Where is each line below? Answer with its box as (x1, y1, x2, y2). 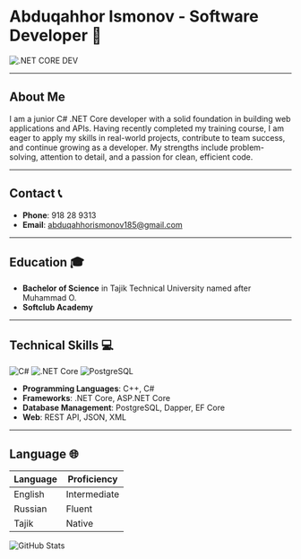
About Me (9, 90, 65, 105)
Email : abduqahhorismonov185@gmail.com (21, 219, 183, 230)
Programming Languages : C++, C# (21, 383, 155, 394)
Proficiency (67, 473, 118, 485)
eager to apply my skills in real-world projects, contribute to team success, (9, 132, 286, 143)
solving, (9, 151, 39, 162)
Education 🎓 (9, 254, 85, 270)
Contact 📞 (9, 186, 63, 201)
